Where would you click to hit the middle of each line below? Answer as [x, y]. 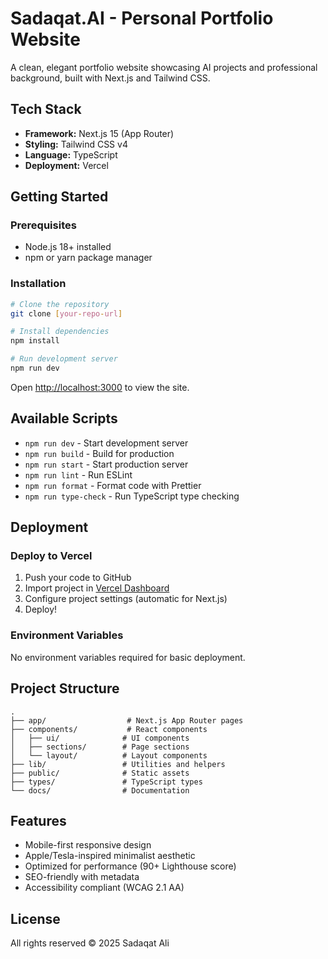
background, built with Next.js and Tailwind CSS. [110, 78]
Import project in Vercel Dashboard [97, 588]
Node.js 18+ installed [68, 247]
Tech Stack [46, 109]
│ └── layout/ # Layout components [109, 755]
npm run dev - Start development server [106, 443]
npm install [35, 341]
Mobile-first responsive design [88, 845]
